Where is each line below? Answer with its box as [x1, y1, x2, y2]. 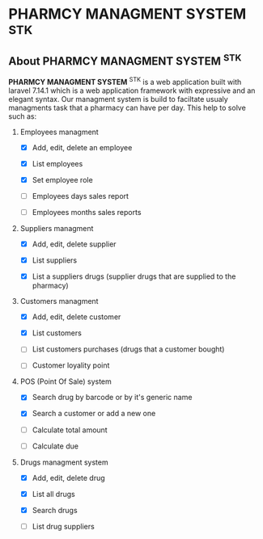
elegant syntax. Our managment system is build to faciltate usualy [8, 94, 228, 103]
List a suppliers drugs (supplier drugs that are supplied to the [32, 272, 236, 281]
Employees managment [19, 127, 99, 137]
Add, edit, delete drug [32, 473, 105, 482]
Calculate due [32, 441, 79, 451]
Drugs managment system [19, 457, 108, 467]
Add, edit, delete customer [32, 312, 121, 322]
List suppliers [32, 255, 78, 265]
